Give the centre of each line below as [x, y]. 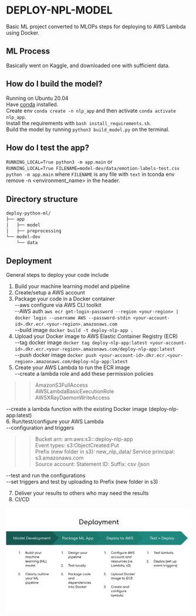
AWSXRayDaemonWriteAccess [72, 398]
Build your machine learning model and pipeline [72, 286]
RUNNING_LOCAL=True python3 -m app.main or [59, 162]
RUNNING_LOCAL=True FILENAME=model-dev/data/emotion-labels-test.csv [93, 169]
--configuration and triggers [40, 428]
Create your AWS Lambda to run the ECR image [72, 367]
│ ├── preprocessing [34, 231]
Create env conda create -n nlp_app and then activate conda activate [91, 111]
